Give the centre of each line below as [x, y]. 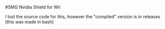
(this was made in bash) [30, 22]
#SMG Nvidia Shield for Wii [33, 7]
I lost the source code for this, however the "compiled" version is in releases [83, 16]
